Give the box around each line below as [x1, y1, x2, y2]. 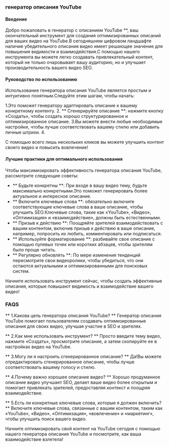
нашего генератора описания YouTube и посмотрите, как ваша [5, 431, 141, 437]
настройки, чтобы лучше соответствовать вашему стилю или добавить [5, 124, 160, 130]
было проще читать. [12, 246, 57, 252]
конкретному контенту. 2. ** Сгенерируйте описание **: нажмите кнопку [5, 108, 164, 114]
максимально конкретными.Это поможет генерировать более [12, 187, 148, 194]
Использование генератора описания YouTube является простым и [5, 87, 151, 94]
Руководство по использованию [5, 76, 77, 82]
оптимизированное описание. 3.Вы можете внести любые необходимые [5, 118, 163, 124]
